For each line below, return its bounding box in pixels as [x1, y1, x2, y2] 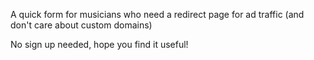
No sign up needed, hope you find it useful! [10, 39, 189, 50]
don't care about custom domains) [10, 19, 153, 31]
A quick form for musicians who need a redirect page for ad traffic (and [10, 9, 305, 20]
